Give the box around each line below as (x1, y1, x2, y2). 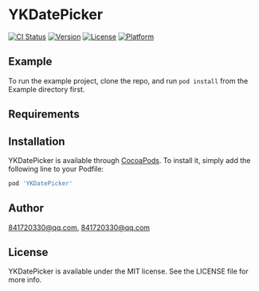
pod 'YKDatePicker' (8, 179, 73, 188)
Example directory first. (8, 84, 85, 94)
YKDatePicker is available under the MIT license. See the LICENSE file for (8, 266, 249, 276)
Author (8, 201, 44, 215)
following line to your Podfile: (8, 164, 104, 173)
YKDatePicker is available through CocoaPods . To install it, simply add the (8, 155, 251, 165)
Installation (8, 134, 65, 148)
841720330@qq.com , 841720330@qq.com (8, 223, 150, 232)
